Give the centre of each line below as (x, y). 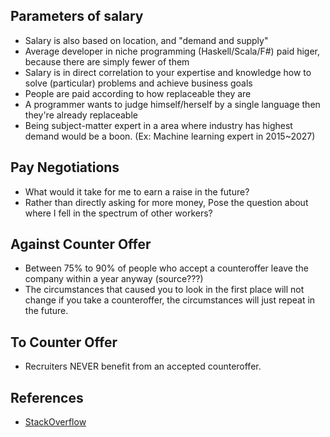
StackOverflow (55, 422)
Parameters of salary (77, 16)
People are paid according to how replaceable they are (138, 93)
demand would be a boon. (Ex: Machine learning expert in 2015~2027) (170, 136)
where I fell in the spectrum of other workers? (118, 213)
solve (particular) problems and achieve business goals (138, 83)
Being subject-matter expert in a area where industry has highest (158, 125)
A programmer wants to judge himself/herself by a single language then (172, 104)
